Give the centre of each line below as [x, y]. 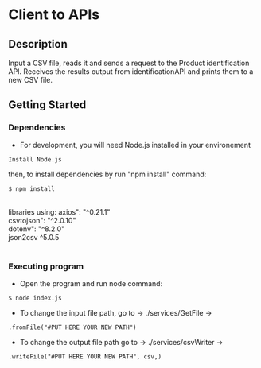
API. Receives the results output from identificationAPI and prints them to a [131, 72]
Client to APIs [54, 15]
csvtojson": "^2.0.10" [42, 220]
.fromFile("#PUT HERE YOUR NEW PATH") [72, 327]
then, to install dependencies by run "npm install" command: [107, 174]
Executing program [46, 266]
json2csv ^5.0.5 [34, 237]
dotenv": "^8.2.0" [37, 229]
